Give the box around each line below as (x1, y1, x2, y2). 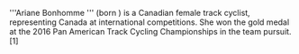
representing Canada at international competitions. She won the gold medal (9, 17, 290, 27)
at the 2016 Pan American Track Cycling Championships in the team (9, 27, 262, 36)
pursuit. (263, 27, 292, 36)
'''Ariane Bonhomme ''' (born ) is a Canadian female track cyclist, (9, 8, 250, 18)
